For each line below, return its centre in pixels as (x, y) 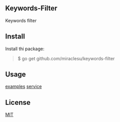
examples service (23, 87)
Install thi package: (25, 49)
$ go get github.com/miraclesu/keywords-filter (66, 58)
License (18, 103)
